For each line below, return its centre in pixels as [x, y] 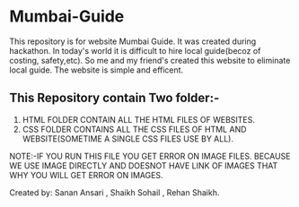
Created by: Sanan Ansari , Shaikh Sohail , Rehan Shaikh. [114, 192]
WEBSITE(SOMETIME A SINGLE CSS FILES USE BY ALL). [128, 138]
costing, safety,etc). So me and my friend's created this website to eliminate [150, 60]
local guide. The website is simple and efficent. [97, 70]
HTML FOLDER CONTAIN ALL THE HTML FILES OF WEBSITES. [139, 119]
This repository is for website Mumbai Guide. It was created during [133, 41]
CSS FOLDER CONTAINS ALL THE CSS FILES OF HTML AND [134, 129]
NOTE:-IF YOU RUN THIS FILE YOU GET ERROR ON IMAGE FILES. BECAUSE [150, 156]
